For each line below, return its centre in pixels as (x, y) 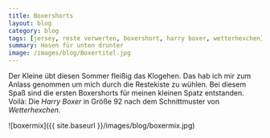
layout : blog (30, 23)
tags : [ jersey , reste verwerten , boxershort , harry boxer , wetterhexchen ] (136, 38)
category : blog (34, 30)
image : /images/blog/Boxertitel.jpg (70, 53)
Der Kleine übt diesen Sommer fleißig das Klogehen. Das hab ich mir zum (130, 76)
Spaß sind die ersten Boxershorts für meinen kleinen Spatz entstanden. (126, 93)
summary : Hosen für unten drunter (66, 46)
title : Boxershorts (41, 16)
